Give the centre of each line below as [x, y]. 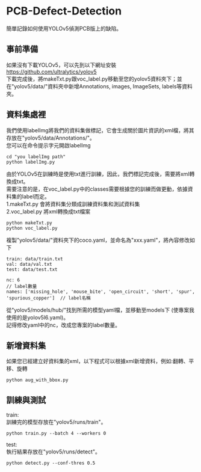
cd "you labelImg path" [36, 157]
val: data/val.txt [29, 264]
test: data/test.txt [32, 269]
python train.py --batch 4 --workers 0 [56, 434]
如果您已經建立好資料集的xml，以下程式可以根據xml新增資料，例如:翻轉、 [97, 361]
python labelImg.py [31, 162]
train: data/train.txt [35, 259]
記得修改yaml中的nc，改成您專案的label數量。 [63, 325]
